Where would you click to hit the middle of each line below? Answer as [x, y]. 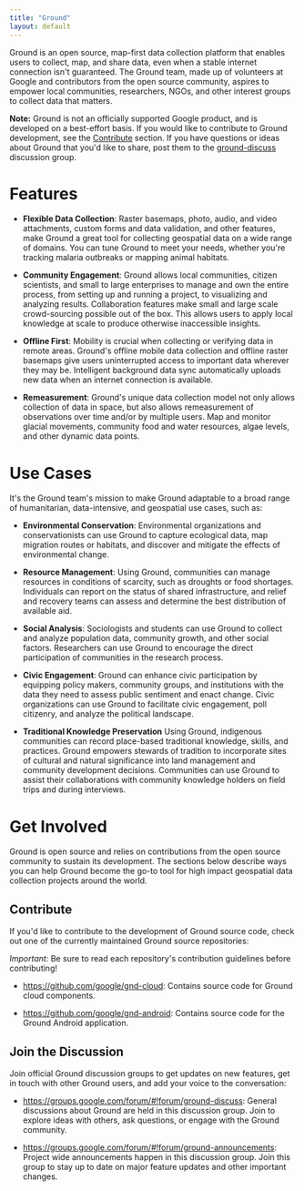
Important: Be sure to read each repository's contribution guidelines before [150, 959]
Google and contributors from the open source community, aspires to [140, 81]
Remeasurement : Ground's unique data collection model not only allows [159, 398]
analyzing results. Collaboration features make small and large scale [150, 304]
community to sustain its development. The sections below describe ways [148, 861]
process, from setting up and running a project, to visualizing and [145, 295]
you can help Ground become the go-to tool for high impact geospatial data [151, 871]
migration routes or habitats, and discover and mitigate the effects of [151, 545]
